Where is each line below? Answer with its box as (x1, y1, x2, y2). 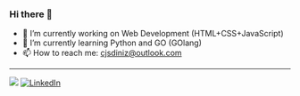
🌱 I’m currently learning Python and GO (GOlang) (21, 37, 203, 48)
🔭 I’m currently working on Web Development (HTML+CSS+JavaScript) (21, 28, 284, 39)
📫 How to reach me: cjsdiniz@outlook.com (21, 48, 182, 59)
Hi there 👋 (9, 8, 54, 20)
